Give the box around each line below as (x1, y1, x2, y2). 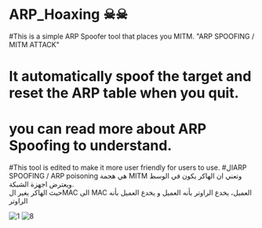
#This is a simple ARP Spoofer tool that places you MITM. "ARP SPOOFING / (9, 31, 255, 41)
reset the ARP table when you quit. (9, 84, 239, 102)
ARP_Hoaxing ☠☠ (9, 6, 129, 24)
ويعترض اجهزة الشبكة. (9, 179, 75, 189)
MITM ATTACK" (9, 39, 60, 49)
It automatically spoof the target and (9, 68, 252, 86)
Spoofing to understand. (9, 137, 173, 155)
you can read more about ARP (9, 120, 207, 138)
